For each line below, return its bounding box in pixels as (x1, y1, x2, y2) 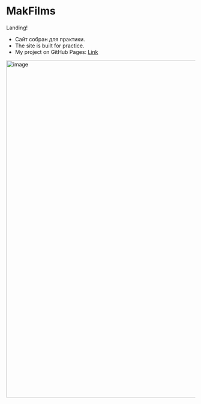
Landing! (6, 24, 28, 31)
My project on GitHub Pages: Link (14, 48, 98, 55)
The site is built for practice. (14, 42, 85, 49)
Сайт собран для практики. (14, 35, 85, 43)
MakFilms (6, 4, 56, 18)
